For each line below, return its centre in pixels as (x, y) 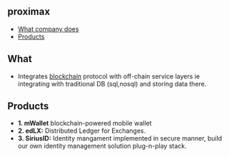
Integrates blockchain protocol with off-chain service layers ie (109, 76)
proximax (29, 12)
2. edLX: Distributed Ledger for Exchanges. (82, 131)
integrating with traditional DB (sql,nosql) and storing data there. (112, 83)
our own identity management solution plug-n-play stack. (102, 146)
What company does (48, 29)
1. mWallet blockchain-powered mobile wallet (85, 123)
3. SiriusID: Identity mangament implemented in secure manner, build (120, 138)
